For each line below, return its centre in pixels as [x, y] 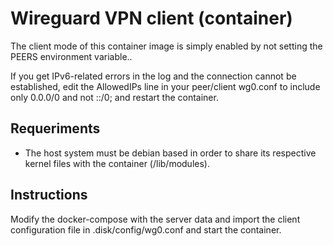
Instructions [49, 195]
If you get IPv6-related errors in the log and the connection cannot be [153, 76]
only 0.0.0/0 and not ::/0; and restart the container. [114, 97]
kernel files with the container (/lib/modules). [117, 163]
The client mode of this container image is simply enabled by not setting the [166, 46]
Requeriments [55, 128]
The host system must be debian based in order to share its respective [170, 153]
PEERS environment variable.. [71, 56]
